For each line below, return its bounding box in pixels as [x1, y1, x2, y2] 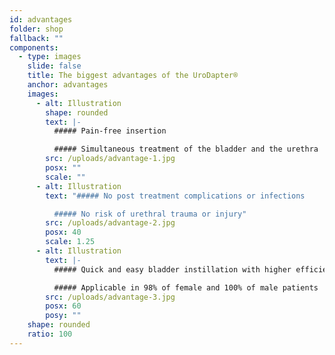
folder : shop [9, 24, 64, 34]
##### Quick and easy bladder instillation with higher [53, 264, 292, 275]
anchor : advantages [27, 80, 109, 90]
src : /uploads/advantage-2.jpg [45, 218, 176, 228]
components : [9, 42, 59, 53]
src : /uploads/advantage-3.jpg [45, 292, 176, 302]
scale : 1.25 [45, 237, 96, 247]
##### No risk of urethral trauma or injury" [53, 209, 247, 219]
